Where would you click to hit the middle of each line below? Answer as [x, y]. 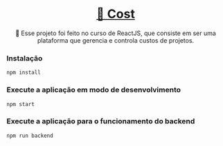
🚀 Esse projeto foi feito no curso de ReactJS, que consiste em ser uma [116, 33]
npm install [24, 73]
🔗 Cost [116, 14]
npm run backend [30, 136]
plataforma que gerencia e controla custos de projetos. [116, 40]
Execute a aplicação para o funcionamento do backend [101, 121]
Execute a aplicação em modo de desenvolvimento [94, 90]
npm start [21, 104]
